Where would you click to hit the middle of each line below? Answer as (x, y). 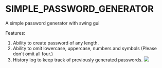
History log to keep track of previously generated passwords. (78, 60)
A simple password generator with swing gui (52, 23)
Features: (15, 33)
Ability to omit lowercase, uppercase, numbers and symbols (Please (85, 48)
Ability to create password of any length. (56, 43)
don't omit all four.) (33, 54)
